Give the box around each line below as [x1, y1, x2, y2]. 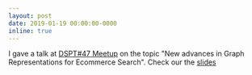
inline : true [8, 27, 52, 35]
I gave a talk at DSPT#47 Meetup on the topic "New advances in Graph [8, 49, 245, 59]
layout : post [8, 11, 52, 20]
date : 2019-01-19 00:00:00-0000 [8, 19, 117, 27]
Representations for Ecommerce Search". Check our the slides [8, 57, 216, 67]
